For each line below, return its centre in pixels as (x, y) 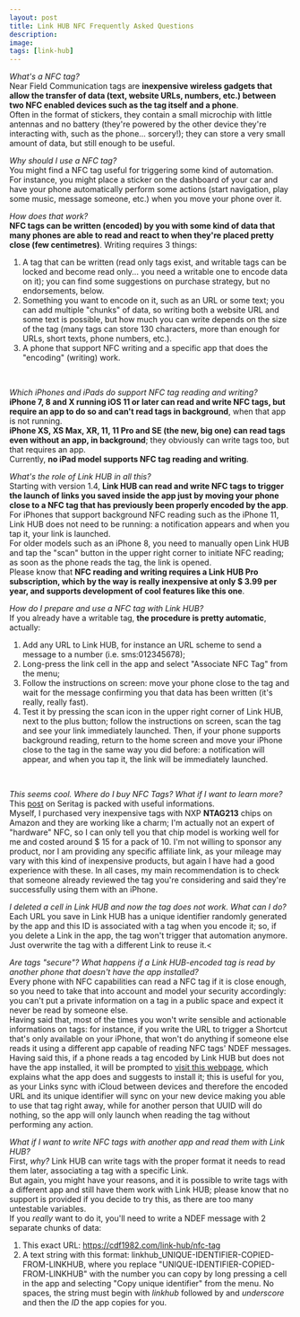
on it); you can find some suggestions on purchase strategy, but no (146, 281)
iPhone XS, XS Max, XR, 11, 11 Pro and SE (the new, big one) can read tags (147, 431)
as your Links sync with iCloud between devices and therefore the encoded (149, 1086)
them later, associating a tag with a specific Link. (99, 1171)
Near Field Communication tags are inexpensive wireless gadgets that (141, 86)
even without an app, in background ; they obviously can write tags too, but (149, 440)
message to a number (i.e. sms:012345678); (104, 654)
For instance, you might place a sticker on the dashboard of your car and (144, 180)
